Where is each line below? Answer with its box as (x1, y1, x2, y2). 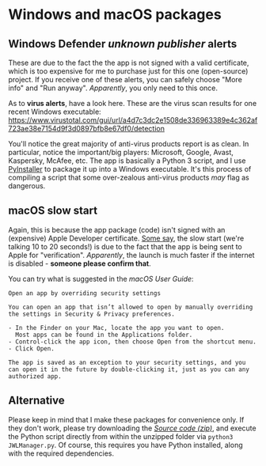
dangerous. (8, 181, 46, 191)
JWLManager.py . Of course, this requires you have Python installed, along (8, 440, 243, 449)
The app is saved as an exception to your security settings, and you (8, 358, 246, 366)
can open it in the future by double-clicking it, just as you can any (8, 366, 249, 373)
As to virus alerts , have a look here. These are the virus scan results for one (8, 99, 257, 108)
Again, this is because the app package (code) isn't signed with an (8, 225, 226, 234)
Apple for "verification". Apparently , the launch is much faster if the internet (8, 250, 255, 260)
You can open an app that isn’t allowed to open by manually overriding (8, 303, 253, 311)
